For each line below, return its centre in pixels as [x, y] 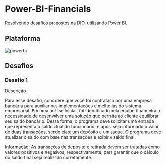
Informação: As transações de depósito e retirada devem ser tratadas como [83, 147]
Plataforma [23, 38]
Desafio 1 [17, 80]
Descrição [16, 91]
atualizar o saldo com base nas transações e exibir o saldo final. [71, 137]
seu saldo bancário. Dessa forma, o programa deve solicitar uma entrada [80, 121]
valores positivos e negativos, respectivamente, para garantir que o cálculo [82, 152]
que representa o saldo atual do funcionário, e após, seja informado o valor [82, 127]
